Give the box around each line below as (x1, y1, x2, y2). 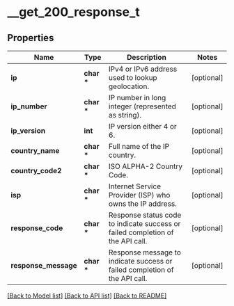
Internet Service (108, 182, 162, 191)
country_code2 (10, 166, 62, 175)
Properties (7, 32, 54, 44)
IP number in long (108, 93, 166, 102)
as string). (108, 111, 142, 120)
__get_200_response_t (7, 4, 141, 20)
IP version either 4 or (108, 122, 178, 131)
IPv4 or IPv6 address (108, 64, 178, 74)
